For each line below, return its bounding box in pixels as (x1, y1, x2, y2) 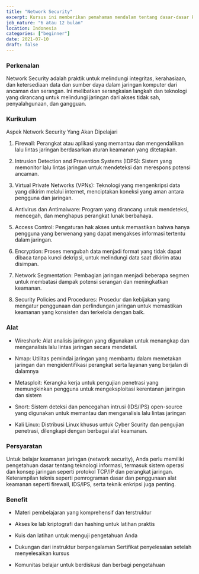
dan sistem (14, 391, 42, 398)
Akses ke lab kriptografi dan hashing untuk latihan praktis (14, 521, 155, 528)
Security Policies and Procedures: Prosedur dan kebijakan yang (14, 296, 170, 303)
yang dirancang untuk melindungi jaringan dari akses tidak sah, (6, 94, 161, 101)
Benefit (6, 495, 28, 503)
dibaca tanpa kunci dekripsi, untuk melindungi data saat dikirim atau (14, 254, 182, 261)
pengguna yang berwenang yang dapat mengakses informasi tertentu (14, 230, 185, 237)
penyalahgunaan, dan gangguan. (6, 100, 87, 107)
